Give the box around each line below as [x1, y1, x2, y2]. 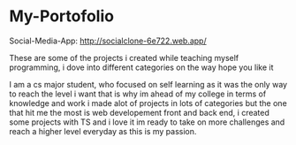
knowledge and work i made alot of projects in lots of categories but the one [9, 97, 287, 108]
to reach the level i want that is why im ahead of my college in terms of [9, 88, 267, 99]
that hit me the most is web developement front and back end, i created [9, 107, 269, 118]
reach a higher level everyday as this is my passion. [9, 126, 197, 136]
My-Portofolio [9, 6, 115, 27]
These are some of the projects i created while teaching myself [9, 52, 239, 63]
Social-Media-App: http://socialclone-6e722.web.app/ [9, 35, 207, 46]
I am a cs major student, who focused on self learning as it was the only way [9, 79, 288, 89]
